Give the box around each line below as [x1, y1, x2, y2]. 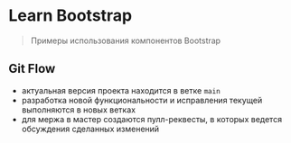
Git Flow [8, 61, 56, 76]
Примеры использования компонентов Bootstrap [30, 35, 221, 46]
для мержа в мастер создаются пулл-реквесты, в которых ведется [21, 113, 282, 124]
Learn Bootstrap [8, 5, 133, 26]
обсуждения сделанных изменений [21, 123, 160, 134]
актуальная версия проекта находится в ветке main [21, 85, 221, 95]
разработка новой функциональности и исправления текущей [21, 94, 263, 105]
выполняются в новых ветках [21, 104, 136, 115]
